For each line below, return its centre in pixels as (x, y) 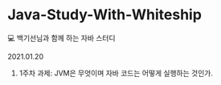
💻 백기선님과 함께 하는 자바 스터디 (61, 38)
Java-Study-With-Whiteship (105, 15)
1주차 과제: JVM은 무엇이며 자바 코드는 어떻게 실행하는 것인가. (116, 73)
